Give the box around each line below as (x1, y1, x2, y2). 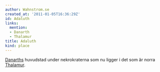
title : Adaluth (5, 39, 36, 44)
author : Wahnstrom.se (5, 7, 50, 12)
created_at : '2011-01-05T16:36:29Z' (5, 12, 80, 17)
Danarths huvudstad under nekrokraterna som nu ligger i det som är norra (5, 56, 156, 62)
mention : (9, 25, 28, 30)
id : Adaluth (5, 16, 30, 21)
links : (5, 20, 19, 26)
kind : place (5, 43, 30, 48)
